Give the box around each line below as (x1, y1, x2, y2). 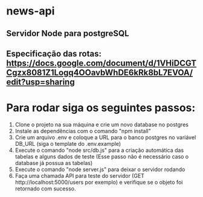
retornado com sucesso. (14, 185, 76, 192)
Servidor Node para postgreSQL (6, 28, 129, 39)
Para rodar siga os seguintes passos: (6, 101, 196, 115)
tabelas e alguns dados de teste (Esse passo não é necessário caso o (14, 152, 189, 160)
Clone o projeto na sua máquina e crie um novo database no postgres (14, 120, 189, 128)
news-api (6, 4, 55, 18)
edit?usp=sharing (6, 77, 75, 87)
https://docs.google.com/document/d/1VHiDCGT (6, 58, 197, 68)
